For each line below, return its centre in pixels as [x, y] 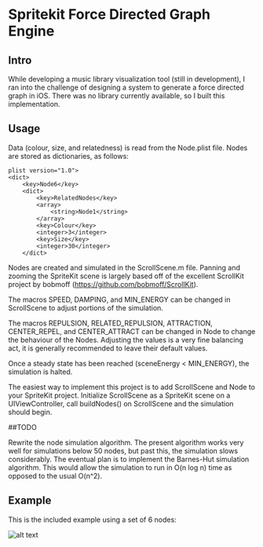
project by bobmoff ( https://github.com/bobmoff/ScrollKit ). [103, 284]
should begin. [30, 412]
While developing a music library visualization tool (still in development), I [127, 79]
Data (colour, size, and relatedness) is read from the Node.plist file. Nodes [128, 148]
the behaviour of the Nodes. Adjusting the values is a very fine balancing [126, 340]
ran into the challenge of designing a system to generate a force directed [126, 87]
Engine [31, 31]
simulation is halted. [40, 372]
